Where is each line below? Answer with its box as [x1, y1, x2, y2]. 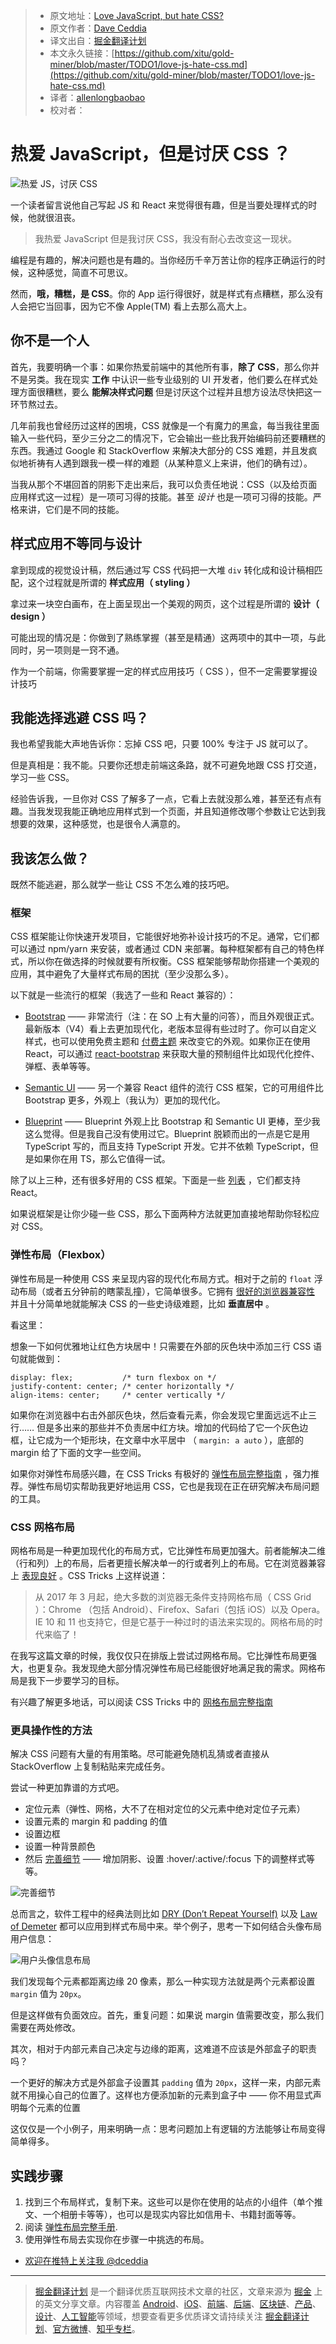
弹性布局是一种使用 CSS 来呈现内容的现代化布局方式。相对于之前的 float [10, 1272, 312, 1284]
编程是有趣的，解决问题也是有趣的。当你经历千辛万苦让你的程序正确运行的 [10, 254, 317, 266]
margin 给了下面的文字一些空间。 [10, 1446, 147, 1458]
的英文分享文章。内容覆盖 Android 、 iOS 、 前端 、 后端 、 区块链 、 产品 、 [34, 2298, 322, 2310]
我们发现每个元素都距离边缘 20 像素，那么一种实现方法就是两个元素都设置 [10, 1975, 316, 1988]
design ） [10, 610, 51, 622]
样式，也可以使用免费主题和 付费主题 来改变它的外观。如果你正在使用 [24, 1035, 311, 1048]
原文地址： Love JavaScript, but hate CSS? [49, 10, 224, 21]
